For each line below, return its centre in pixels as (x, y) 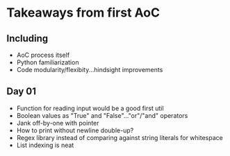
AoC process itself (43, 55)
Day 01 (21, 92)
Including (27, 38)
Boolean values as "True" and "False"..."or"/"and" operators (102, 115)
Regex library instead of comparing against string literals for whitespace (120, 137)
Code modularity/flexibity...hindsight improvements (90, 70)
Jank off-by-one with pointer (58, 123)
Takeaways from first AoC (83, 13)
